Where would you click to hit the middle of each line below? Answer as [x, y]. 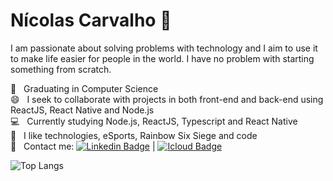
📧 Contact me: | [83, 146]
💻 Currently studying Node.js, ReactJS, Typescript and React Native [154, 121]
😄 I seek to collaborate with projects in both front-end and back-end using [167, 99]
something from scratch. [61, 69]
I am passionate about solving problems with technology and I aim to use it [164, 48]
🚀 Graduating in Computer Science [84, 88]
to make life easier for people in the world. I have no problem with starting [162, 58]
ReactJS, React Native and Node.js [82, 110]
